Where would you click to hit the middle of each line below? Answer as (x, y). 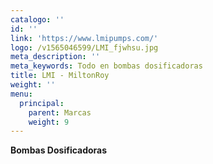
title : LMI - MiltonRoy (60, 76)
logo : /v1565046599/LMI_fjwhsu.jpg (84, 47)
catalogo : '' (37, 19)
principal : (42, 103)
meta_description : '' (55, 57)
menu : (21, 94)
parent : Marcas (60, 112)
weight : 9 (49, 122)
